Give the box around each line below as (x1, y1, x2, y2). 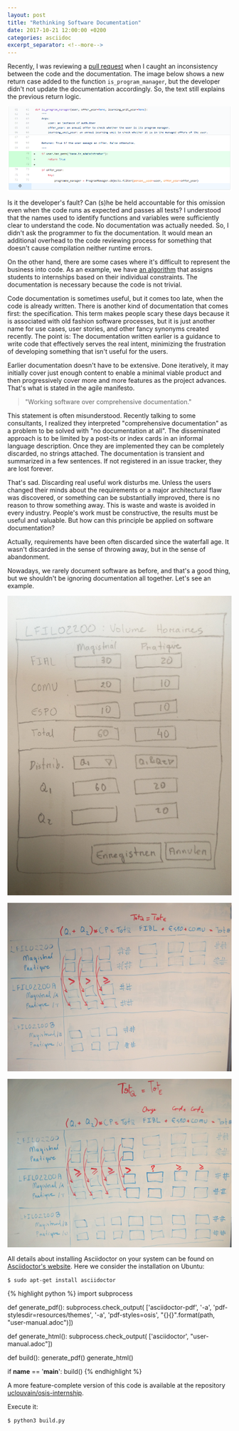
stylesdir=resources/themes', (7, 1311, 94, 1319)
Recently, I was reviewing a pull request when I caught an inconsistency (7, 62, 218, 71)
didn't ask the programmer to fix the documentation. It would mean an (7, 228, 213, 237)
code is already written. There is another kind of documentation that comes (7, 302, 229, 310)
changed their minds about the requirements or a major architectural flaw (7, 486, 222, 494)
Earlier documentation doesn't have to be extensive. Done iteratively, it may (7, 361, 229, 369)
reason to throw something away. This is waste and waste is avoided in (7, 501, 216, 509)
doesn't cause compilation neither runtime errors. (7, 243, 153, 252)
